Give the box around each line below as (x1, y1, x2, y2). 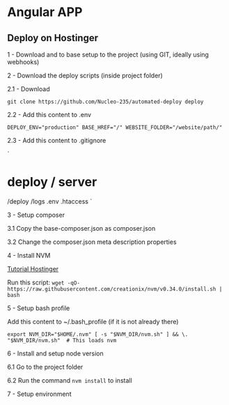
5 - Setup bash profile (7, 304, 70, 312)
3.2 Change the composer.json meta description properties (7, 238, 177, 246)
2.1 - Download (7, 85, 50, 93)
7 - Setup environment (7, 390, 72, 398)
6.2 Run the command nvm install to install (7, 376, 132, 384)
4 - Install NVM (7, 251, 51, 259)
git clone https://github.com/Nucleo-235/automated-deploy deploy (7, 98, 204, 105)
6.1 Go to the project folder (7, 362, 84, 371)
